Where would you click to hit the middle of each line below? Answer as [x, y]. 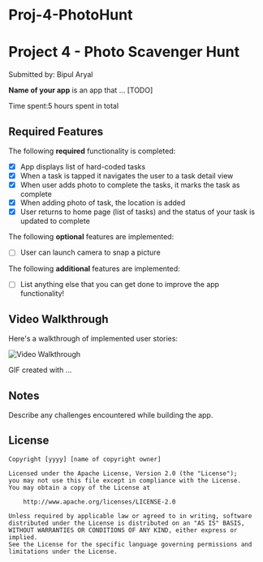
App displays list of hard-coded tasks [83, 166]
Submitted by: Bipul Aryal [51, 75]
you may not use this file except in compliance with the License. [125, 480]
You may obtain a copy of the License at [80, 487]
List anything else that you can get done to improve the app [120, 285]
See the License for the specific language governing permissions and [130, 544]
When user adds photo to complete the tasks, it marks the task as [130, 185]
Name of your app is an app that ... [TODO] [81, 90]
